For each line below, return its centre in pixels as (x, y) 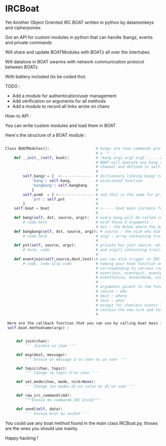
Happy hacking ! (22, 438)
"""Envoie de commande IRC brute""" (62, 400)
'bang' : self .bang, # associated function (87, 181)
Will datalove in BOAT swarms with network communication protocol (75, 61)
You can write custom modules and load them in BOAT (61, 125)
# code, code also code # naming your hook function (89, 264)
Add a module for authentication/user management (64, 96)
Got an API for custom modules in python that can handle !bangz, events (79, 37)
